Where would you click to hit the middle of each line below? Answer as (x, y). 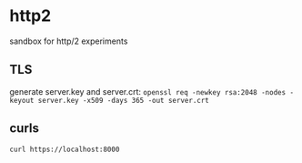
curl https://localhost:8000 (65, 149)
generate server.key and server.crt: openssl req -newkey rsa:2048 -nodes (148, 91)
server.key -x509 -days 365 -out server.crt (123, 100)
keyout (22, 100)
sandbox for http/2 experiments (69, 41)
